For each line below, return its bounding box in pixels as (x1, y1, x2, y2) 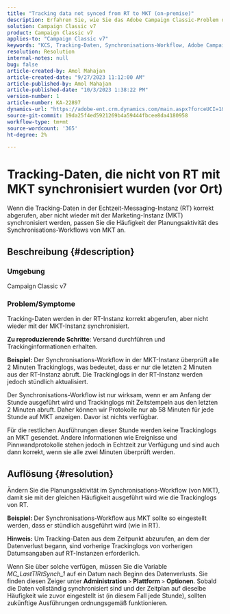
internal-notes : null (7, 55, 69, 62)
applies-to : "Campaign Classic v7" (7, 36, 109, 43)
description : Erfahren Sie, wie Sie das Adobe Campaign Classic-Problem (7, 16, 219, 23)
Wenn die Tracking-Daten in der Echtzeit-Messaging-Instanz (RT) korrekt (7, 204, 214, 213)
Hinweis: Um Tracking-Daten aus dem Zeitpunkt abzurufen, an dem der (7, 534, 210, 543)
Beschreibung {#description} (7, 246, 135, 257)
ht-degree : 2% (7, 131, 48, 138)
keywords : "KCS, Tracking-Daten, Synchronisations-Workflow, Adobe (7, 42, 204, 49)
